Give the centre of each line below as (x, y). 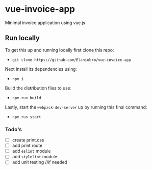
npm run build (26, 98)
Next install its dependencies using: (41, 69)
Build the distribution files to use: (38, 88)
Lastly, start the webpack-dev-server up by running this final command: (76, 107)
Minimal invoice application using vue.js (45, 23)
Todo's (13, 129)
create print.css (28, 140)
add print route (27, 145)
